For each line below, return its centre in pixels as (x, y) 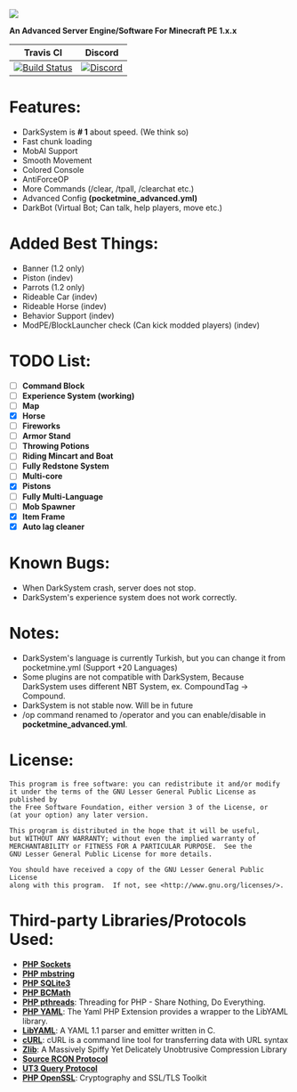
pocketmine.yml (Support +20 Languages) (100, 667)
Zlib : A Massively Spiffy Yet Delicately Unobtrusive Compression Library (154, 1049)
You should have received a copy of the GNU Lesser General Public (137, 869)
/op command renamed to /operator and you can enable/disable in (144, 714)
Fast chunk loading (57, 141)
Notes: (35, 633)
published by (33, 799)
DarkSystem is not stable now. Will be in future (108, 705)
